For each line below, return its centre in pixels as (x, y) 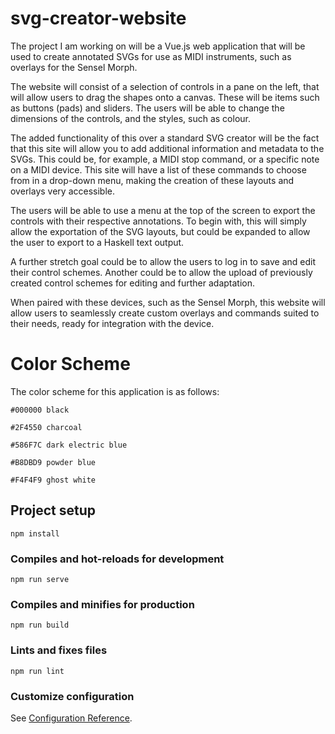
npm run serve (40, 579)
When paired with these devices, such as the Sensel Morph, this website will (168, 302)
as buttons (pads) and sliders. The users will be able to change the (147, 108)
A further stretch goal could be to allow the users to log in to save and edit (163, 261)
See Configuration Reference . (71, 718)
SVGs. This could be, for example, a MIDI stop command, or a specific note (165, 159)
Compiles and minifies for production (102, 604)
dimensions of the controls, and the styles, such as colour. (130, 118)
